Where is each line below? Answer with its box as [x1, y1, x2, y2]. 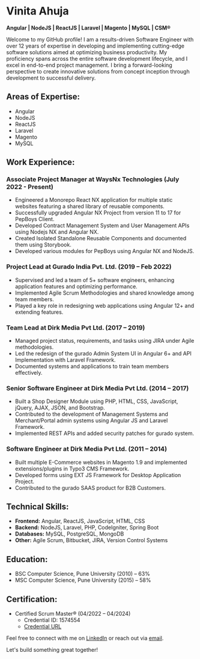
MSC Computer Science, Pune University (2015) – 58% [14, 576, 151, 584]
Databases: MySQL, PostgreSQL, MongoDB [14, 530, 124, 537]
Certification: [6, 594, 58, 604]
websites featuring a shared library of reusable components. [14, 203, 165, 210]
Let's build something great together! [6, 646, 98, 654]
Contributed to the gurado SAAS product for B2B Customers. [14, 484, 166, 492]
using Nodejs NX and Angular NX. [14, 228, 99, 236]
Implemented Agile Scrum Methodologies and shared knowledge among [14, 289, 194, 296]
